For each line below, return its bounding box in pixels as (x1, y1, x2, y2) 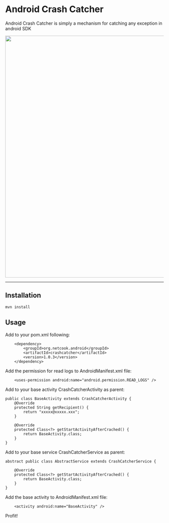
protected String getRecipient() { (14, 405, 89, 410)
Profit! (5, 512, 18, 518)
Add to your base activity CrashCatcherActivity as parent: (5, 386, 125, 393)
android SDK (5, 25, 32, 31)
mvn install (5, 304, 30, 309)
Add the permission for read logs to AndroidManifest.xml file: (5, 368, 132, 374)
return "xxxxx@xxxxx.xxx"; (23, 409, 80, 414)
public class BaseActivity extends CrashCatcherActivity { (5, 396, 132, 401)
